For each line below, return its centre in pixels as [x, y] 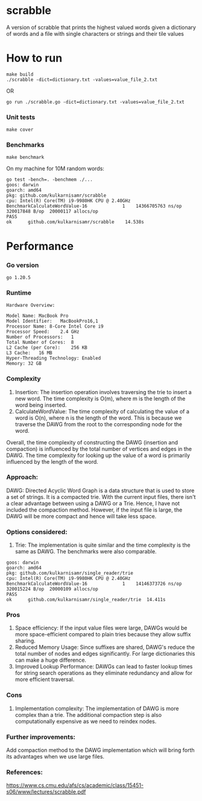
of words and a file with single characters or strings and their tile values [95, 33]
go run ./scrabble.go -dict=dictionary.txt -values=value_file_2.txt [96, 102]
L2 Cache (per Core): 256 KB [47, 348]
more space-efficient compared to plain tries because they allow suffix [103, 635]
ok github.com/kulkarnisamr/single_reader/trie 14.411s [86, 600]
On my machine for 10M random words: [55, 169]
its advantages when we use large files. [55, 757]
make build [20, 74]
